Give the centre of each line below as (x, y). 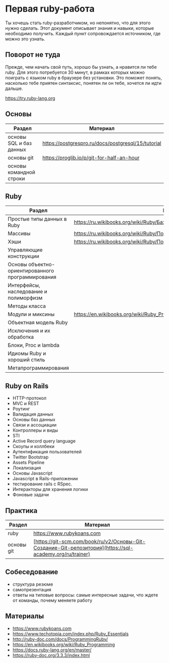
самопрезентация (32, 589)
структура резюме (33, 584)
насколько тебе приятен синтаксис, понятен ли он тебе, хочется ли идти (83, 83)
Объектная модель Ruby (38, 323)
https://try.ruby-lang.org (30, 98)
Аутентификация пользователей (47, 452)
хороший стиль (26, 360)
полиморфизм (25, 298)
